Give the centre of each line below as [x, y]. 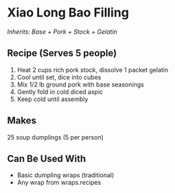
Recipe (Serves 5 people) [62, 53]
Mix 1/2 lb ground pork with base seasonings [80, 84]
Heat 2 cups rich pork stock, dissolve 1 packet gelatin [93, 69]
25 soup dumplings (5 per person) [56, 137]
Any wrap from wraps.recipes [59, 183]
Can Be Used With [47, 158]
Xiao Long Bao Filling [68, 13]
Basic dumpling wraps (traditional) [66, 175]
